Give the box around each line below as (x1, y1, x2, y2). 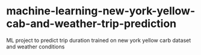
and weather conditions (6, 43, 65, 50)
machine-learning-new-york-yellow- (6, 4, 196, 18)
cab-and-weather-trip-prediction (6, 17, 177, 30)
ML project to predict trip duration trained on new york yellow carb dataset (6, 36, 191, 44)
